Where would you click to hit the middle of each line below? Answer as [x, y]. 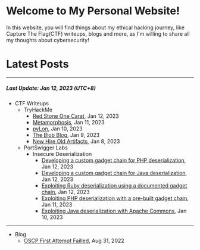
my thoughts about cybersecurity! [48, 40]
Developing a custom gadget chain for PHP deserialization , [114, 160]
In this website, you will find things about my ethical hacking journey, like [95, 27]
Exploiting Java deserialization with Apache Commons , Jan [114, 211]
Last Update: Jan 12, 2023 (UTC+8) [51, 88]
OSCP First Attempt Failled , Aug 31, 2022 [74, 240]
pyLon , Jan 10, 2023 [57, 129]
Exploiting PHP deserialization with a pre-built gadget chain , [115, 198]
